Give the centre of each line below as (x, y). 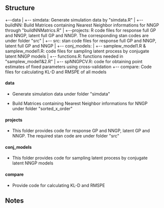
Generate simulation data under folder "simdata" (61, 94)
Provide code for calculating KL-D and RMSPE (59, 185)
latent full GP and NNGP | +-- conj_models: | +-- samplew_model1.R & (75, 46)
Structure (20, 8)
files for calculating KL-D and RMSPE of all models (56, 72)
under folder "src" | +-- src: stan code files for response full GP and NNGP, (81, 41)
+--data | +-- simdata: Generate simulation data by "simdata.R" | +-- (74, 20)
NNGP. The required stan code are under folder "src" (66, 136)
